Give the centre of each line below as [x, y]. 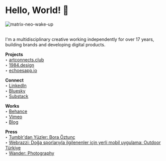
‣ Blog [12, 122]
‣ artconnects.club [25, 59]
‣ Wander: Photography [30, 153]
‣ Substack [17, 96]
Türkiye [13, 147]
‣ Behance [16, 111]
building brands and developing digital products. [55, 44]
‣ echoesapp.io [21, 70]
